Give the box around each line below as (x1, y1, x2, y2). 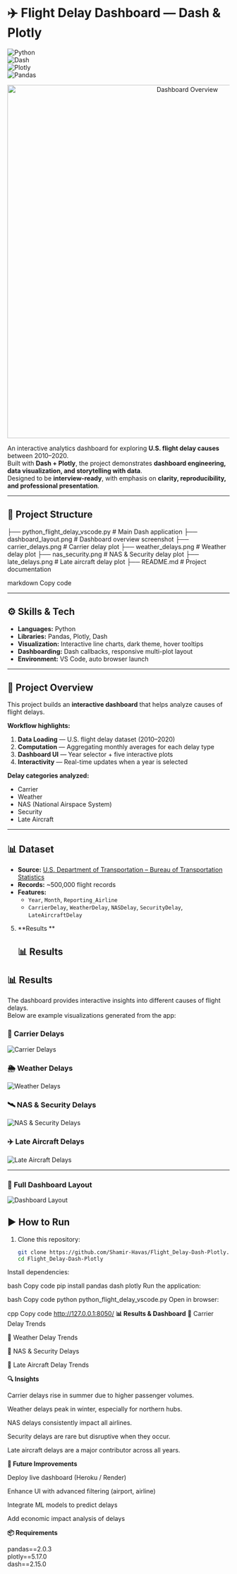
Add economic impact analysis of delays (7, 1515, 126, 1523)
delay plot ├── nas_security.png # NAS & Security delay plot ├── (7, 550, 200, 558)
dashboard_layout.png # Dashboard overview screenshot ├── (7, 534, 189, 544)
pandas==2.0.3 (7, 1545, 52, 1554)
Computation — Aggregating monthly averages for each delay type (17, 743, 215, 751)
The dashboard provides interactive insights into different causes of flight (7, 997, 221, 1005)
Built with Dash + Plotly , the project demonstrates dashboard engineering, (7, 459, 226, 467)
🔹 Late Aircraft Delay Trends (7, 1361, 90, 1369)
